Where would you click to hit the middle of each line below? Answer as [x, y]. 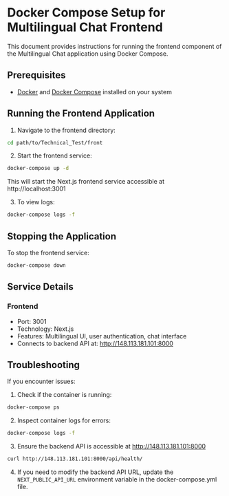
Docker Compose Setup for [86, 13]
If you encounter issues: [41, 381]
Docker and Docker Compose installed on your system [94, 91]
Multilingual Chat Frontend [85, 27]
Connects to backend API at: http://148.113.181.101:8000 [95, 343]
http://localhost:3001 [36, 189]
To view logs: [36, 202]
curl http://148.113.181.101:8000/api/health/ [75, 459]
